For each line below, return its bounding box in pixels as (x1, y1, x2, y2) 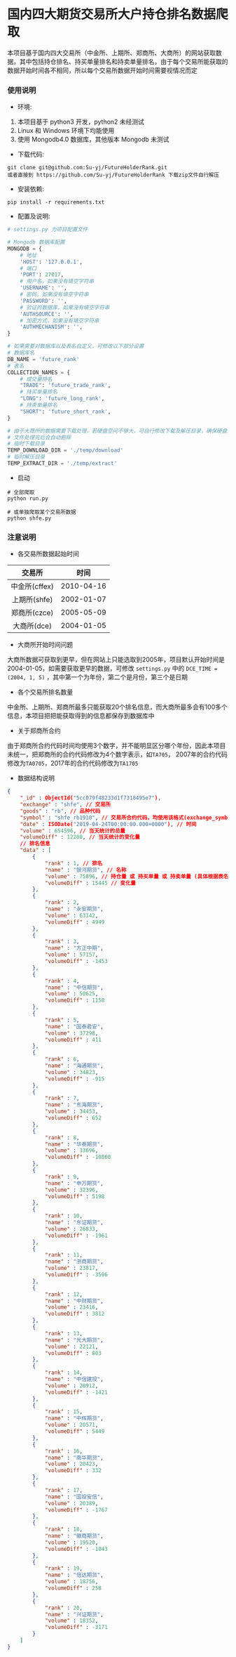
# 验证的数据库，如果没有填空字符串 (20, 303, 110, 311)
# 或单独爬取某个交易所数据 (7, 509, 77, 516)
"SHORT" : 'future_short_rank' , (20, 408, 111, 415)
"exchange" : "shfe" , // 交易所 (20, 801, 111, 808)
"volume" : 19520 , (44, 1539, 99, 1546)
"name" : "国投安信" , (44, 1493, 104, 1500)
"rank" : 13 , (44, 1330, 83, 1337)
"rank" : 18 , (44, 1526, 83, 1533)
